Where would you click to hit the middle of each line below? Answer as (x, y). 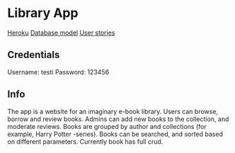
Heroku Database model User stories (61, 33)
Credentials (34, 55)
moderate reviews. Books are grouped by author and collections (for (107, 126)
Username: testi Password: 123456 (58, 72)
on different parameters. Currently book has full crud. (85, 141)
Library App (43, 13)
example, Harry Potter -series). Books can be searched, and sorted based (115, 134)
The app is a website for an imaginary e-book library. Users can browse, (113, 111)
